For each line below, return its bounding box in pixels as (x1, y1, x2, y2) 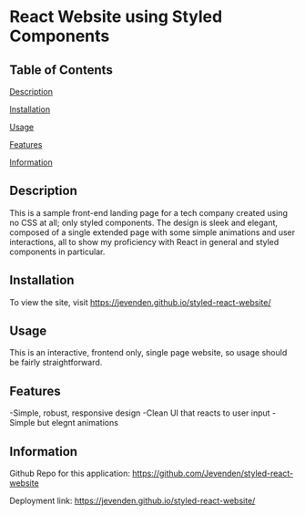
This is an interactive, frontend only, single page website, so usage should (9, 347, 288, 358)
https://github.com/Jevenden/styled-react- (131, 468, 294, 479)
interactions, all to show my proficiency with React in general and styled (9, 236, 280, 247)
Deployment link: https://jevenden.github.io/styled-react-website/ (9, 495, 256, 507)
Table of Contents (9, 62, 114, 77)
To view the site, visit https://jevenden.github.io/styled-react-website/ (9, 296, 271, 307)
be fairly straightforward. (9, 357, 103, 368)
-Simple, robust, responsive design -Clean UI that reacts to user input (9, 407, 270, 418)
